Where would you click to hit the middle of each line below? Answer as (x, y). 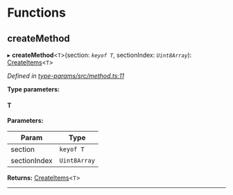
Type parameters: (34, 89)
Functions (36, 13)
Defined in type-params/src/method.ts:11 (66, 76)
